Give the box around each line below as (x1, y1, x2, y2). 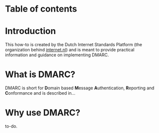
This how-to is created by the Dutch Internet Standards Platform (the (5, 42, 142, 48)
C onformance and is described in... (5, 90, 76, 96)
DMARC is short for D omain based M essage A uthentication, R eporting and (5, 85, 155, 91)
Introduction (5, 26, 56, 37)
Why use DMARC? (5, 107, 80, 118)
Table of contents (5, 3, 78, 15)
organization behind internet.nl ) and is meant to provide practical (5, 47, 135, 53)
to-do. (5, 123, 18, 129)
